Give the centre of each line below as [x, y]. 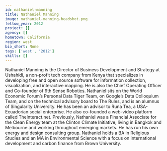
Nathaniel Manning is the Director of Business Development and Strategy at [83, 70]
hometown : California [28, 38]
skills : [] [16, 56]
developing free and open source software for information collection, [76, 80]
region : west [19, 42]
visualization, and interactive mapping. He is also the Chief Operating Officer [83, 86]
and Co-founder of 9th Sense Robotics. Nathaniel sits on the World [74, 91]
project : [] [17, 28]
